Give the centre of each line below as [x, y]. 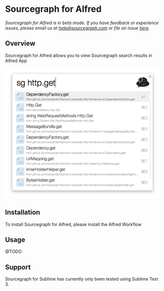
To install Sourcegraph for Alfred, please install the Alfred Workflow [73, 224]
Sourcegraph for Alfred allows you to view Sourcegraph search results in [79, 55]
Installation [23, 212]
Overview [20, 44]
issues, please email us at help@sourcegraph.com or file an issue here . [78, 28]
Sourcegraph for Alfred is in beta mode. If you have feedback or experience [82, 23]
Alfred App [16, 61]
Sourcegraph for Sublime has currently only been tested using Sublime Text [82, 279]
